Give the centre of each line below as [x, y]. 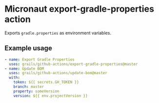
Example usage [28, 48]
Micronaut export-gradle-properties [79, 9]
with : [15, 78]
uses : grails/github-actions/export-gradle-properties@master [73, 64]
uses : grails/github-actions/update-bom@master [58, 73]
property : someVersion [36, 91]
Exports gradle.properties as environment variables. [58, 33]
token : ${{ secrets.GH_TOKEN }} [46, 82]
